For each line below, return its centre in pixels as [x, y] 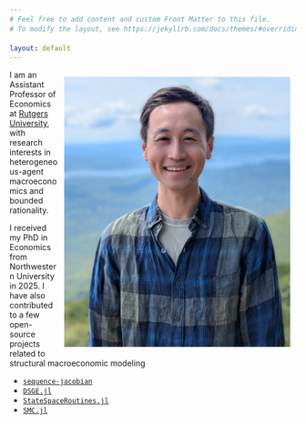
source [23, 334]
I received [28, 228]
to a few [25, 315]
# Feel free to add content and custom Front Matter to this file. [140, 19]
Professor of [33, 95]
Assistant [27, 85]
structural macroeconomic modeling [77, 363]
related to [27, 354]
